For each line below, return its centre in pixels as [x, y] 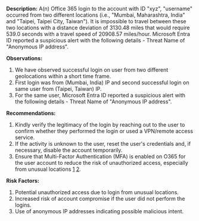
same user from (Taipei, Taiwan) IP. [58, 89]
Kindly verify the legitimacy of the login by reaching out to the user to [100, 125]
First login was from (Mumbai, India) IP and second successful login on [102, 82]
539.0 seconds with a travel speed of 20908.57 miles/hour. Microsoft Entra [98, 34]
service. [25, 137]
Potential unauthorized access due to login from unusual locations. [97, 192]
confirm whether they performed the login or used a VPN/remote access [104, 131]
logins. [23, 205]
